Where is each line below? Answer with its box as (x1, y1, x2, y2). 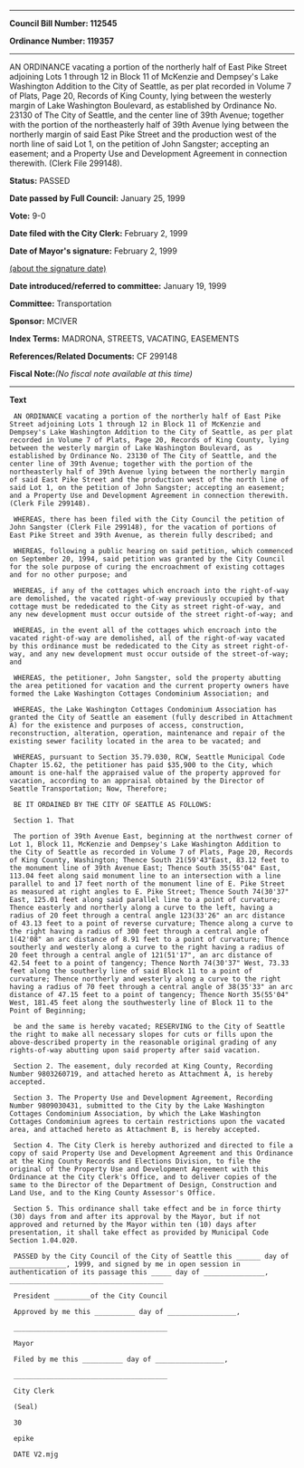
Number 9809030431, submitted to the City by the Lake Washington (9, 1101, 265, 1110)
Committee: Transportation (9, 298, 112, 309)
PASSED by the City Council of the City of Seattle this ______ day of (13, 1252, 290, 1261)
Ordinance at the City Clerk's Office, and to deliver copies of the (9, 1173, 278, 1182)
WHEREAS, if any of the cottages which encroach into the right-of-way (13, 586, 290, 595)
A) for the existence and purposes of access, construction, (9, 721, 245, 730)
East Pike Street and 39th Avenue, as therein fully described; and (9, 531, 273, 540)
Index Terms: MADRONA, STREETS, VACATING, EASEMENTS (9, 333, 240, 344)
